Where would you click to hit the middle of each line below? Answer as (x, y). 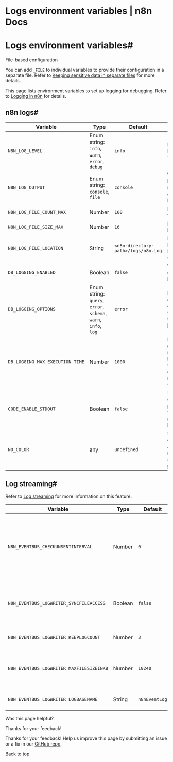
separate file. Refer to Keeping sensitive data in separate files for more (80, 75)
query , (97, 300)
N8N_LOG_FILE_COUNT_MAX (37, 212)
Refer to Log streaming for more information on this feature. (69, 496)
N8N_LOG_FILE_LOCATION (36, 248)
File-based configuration (32, 60)
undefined (126, 449)
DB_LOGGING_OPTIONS (32, 309)
